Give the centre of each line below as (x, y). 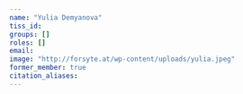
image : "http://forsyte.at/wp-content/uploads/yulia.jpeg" (122, 59)
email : (22, 51)
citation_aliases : (44, 76)
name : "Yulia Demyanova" (56, 17)
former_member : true (48, 68)
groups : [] (30, 34)
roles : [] (28, 43)
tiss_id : (26, 26)
